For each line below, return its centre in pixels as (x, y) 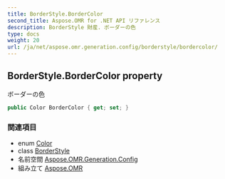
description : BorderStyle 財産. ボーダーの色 (72, 27)
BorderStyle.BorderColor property (85, 76)
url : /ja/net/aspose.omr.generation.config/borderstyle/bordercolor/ (113, 47)
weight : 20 (23, 41)
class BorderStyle (43, 150)
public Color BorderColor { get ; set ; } (68, 108)
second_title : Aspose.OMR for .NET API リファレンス (84, 21)
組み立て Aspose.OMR (50, 168)
